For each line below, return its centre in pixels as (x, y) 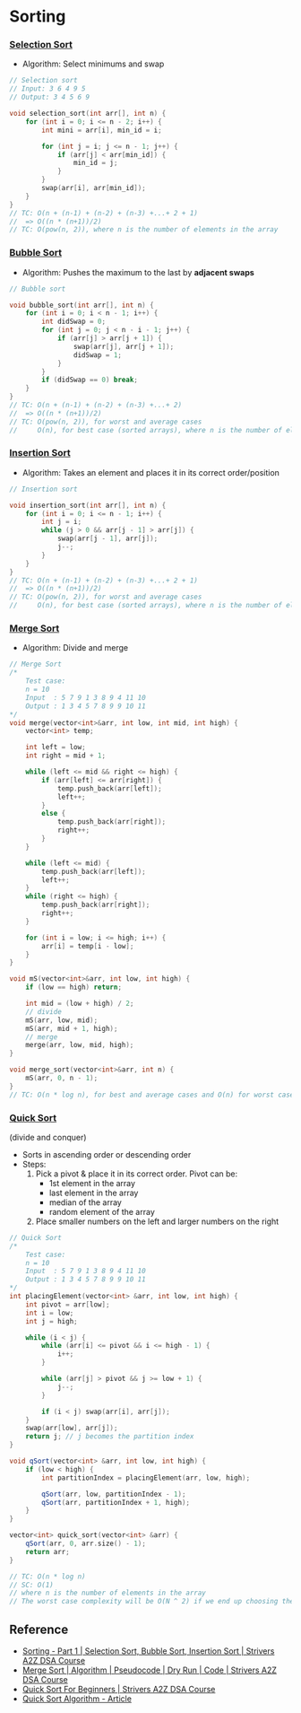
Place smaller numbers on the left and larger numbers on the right (157, 1221)
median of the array (86, 1202)
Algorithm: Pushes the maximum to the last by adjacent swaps (138, 272)
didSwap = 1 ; (98, 355)
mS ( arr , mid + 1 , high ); (72, 1028)
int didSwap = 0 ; (73, 322)
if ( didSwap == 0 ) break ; (90, 380)
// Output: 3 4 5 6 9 (50, 97)
